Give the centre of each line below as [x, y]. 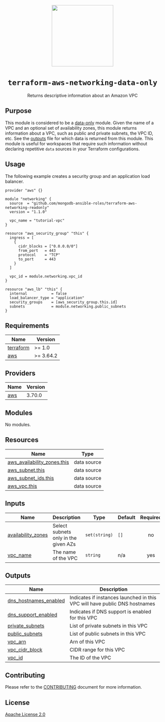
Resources [22, 440]
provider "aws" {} [24, 190]
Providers [20, 373]
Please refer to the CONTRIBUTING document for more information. [74, 687]
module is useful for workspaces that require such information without [76, 143]
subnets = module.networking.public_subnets [68, 306]
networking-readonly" [27, 208]
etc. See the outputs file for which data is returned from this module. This [79, 138]
